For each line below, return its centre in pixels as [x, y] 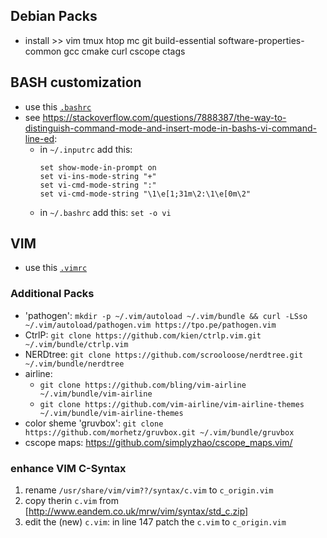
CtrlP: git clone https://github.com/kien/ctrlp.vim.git [143, 335]
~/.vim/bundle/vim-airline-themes [111, 413]
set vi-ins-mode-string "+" [98, 176]
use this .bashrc [58, 106]
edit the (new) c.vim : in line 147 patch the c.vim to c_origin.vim [155, 522]
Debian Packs [54, 16]
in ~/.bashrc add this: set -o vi [105, 212]
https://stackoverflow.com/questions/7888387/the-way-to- [164, 117]
